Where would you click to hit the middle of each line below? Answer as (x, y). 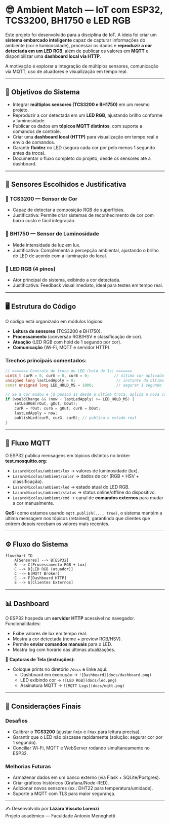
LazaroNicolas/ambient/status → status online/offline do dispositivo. (84, 492)
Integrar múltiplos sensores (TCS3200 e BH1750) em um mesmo (81, 104)
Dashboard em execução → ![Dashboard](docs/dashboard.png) (86, 675)
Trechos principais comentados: (46, 360)
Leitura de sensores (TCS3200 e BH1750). (57, 331)
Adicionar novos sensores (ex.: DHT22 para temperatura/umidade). (83, 788)
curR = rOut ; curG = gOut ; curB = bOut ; (57, 408)
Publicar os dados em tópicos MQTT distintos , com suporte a (77, 126)
